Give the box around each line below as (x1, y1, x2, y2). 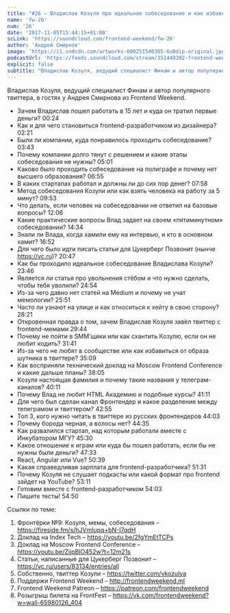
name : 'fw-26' (7, 16, 48, 23)
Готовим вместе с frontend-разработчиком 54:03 (16, 484, 162, 493)
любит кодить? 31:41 (16, 339, 77, 348)
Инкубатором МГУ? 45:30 (16, 434, 94, 442)
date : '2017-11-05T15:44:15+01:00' (7, 29, 109, 36)
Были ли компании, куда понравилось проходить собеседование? (16, 135, 212, 144)
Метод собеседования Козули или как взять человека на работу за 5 (16, 186, 220, 195)
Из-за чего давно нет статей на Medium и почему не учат (16, 288, 186, 296)
